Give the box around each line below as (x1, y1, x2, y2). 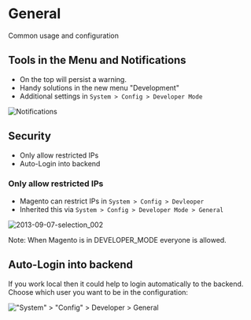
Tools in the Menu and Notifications (8, 54, 186, 67)
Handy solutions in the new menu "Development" (19, 83, 179, 92)
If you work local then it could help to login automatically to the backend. (8, 279, 244, 288)
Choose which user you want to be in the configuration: (8, 287, 189, 296)
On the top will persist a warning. (19, 74, 127, 84)
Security (8, 129, 51, 143)
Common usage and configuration (8, 31, 120, 40)
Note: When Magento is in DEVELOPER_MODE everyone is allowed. (8, 235, 227, 244)
